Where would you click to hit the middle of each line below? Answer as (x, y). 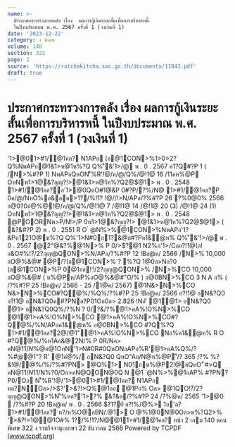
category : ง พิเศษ (31, 40)
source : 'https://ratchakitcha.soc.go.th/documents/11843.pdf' (102, 66)
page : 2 (19, 60)
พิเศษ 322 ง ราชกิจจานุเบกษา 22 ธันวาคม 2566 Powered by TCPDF (94, 428)
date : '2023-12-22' (36, 33)
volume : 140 (25, 47)
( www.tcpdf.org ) (31, 436)
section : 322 (26, 54)
